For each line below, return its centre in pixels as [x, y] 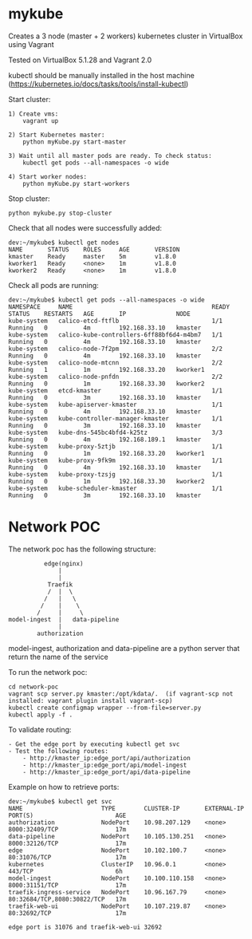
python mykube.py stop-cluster [60, 213]
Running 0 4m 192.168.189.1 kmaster [105, 440]
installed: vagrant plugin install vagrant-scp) [91, 700]
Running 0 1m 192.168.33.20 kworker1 [106, 453]
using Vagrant [31, 44]
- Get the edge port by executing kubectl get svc [94, 744]
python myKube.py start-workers [76, 183]
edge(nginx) [63, 563]
